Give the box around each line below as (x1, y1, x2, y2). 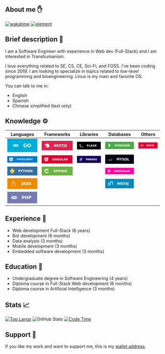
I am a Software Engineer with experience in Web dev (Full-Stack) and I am (5, 48, 157, 54)
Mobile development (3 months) (12, 243, 78, 249)
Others (140, 131, 156, 137)
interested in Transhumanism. (5, 53, 65, 59)
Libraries (80, 131, 99, 137)
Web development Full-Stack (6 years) (12, 228, 90, 233)
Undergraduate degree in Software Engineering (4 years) (12, 276, 128, 281)
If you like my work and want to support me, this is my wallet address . (5, 344, 146, 350)
